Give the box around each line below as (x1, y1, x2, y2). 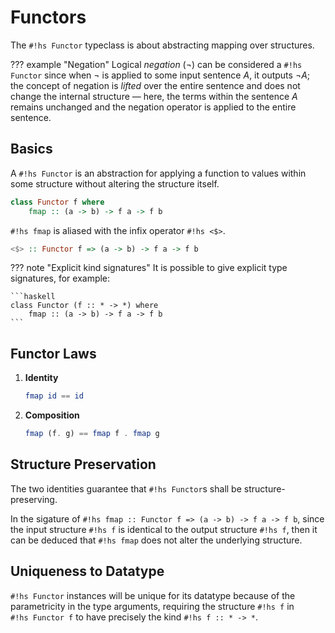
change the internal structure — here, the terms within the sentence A (10, 90, 298, 102)
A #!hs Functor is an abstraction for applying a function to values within (10, 167, 307, 179)
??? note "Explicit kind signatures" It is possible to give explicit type (10, 262, 288, 274)
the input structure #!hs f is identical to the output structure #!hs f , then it (10, 523, 318, 535)
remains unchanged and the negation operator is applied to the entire (10, 101, 297, 113)
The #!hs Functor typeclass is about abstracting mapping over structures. (10, 39, 315, 51)
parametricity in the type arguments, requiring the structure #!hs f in (10, 600, 295, 612)
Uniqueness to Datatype (10, 563, 165, 580)
